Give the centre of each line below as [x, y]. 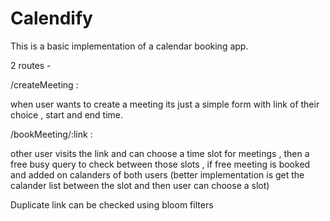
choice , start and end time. [67, 114]
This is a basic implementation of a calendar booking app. [129, 46]
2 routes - [31, 65]
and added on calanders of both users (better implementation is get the [157, 174]
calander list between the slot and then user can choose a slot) [140, 185]
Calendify [51, 18]
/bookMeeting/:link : [51, 134]
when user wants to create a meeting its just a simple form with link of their [165, 104]
